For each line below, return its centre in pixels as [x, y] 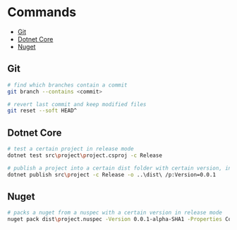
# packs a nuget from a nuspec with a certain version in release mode [115, 213]
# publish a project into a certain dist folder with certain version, [115, 168]
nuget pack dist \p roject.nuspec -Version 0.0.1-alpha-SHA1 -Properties [115, 219]
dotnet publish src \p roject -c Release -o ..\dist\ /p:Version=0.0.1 [112, 174]
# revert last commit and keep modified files [77, 104]
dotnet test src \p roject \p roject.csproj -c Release [85, 155]
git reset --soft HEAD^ [42, 111]
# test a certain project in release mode [71, 149]
